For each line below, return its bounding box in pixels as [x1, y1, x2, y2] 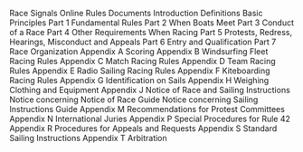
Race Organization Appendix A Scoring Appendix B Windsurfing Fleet [9, 46, 269, 57]
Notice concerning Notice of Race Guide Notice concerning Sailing [9, 94, 259, 105]
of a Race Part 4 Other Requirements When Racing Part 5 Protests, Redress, [9, 27, 293, 37]
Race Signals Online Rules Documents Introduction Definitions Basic [9, 8, 263, 18]
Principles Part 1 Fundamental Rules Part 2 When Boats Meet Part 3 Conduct [9, 17, 295, 28]
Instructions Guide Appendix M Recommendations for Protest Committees [9, 104, 285, 114]
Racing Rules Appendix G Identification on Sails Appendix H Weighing [9, 75, 270, 85]
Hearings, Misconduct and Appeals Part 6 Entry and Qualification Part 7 [9, 36, 277, 47]
